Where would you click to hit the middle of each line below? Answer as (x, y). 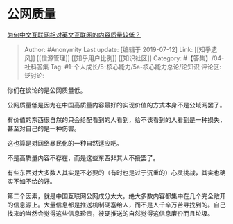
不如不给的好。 (34, 181)
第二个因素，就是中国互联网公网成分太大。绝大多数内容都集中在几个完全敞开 (116, 196)
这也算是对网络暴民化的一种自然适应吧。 (65, 143)
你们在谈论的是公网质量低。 (47, 90)
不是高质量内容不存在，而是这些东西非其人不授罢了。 (83, 157)
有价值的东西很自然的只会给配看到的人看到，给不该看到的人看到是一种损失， (116, 119)
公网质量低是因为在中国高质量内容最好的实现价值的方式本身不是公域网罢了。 (116, 105)
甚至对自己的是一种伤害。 (44, 128)
